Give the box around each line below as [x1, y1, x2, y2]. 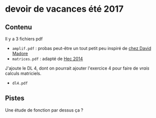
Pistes [5, 94, 24, 102]
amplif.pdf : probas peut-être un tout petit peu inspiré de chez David [12, 46, 152, 51]
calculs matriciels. [5, 71, 42, 76]
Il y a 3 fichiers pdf [5, 36, 43, 42]
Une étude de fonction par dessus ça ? [5, 107, 84, 113]
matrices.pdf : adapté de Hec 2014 [12, 56, 83, 62]
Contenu [5, 23, 32, 31]
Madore [12, 50, 28, 56]
